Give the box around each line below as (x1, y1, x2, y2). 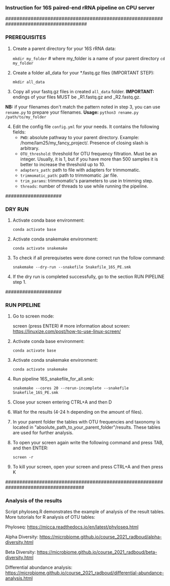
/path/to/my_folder (5, 114, 47, 120)
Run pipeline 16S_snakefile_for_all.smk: (12, 376, 94, 382)
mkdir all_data (12, 79, 45, 85)
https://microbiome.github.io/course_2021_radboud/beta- (37, 549, 157, 555)
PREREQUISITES (5, 34, 47, 41)
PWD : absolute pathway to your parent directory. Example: (20, 134, 140, 140)
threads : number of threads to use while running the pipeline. (20, 183, 149, 189)
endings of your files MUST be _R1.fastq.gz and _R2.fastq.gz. (12, 94, 141, 100)
